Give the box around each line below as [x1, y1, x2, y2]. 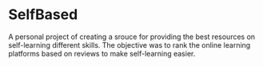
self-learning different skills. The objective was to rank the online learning [8, 40, 251, 49]
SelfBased [8, 6, 78, 24]
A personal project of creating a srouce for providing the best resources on [8, 32, 256, 41]
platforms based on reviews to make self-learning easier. [8, 49, 196, 58]
